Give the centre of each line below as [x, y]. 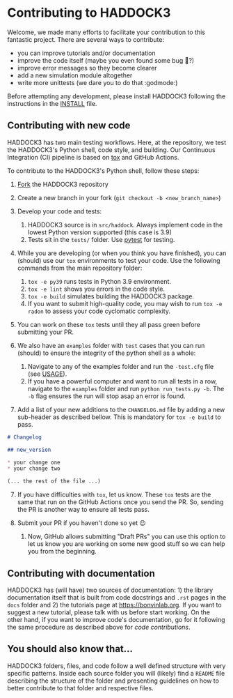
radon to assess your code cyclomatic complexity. [99, 311]
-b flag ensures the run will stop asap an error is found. [106, 396]
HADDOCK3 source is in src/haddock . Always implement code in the [125, 225]
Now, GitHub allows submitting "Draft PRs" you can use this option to [127, 537]
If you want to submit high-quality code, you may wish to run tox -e [125, 303]
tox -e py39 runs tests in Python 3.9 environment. [99, 281]
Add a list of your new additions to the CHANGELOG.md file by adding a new [121, 409]
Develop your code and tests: [59, 211]
